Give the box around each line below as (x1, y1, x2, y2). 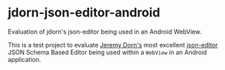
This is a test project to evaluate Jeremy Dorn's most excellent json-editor (8, 40, 218, 49)
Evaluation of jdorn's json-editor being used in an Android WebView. (8, 27, 202, 36)
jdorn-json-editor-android (8, 5, 161, 21)
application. (8, 55, 41, 63)
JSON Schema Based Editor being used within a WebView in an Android (8, 48, 208, 56)
